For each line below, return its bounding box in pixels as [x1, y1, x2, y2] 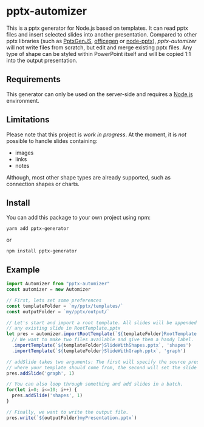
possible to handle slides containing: [6, 137, 98, 144]
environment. [6, 97, 39, 104]
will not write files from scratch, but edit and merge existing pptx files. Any [6, 44, 192, 51]
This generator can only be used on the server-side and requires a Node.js [6, 90, 193, 98]
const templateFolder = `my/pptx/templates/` [6, 303, 123, 309]
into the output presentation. [6, 57, 78, 64]
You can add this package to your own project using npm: [6, 214, 151, 221]
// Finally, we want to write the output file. [6, 409, 129, 415]
